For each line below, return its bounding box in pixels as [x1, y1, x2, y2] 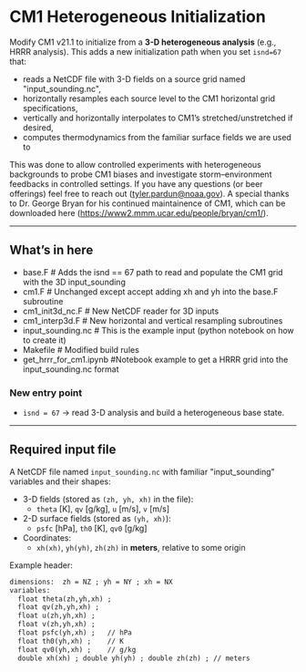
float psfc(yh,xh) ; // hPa [17, 628, 132, 637]
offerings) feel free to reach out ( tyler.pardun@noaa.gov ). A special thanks [9, 188, 290, 199]
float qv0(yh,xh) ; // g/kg [17, 645, 137, 654]
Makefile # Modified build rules [22, 344, 139, 355]
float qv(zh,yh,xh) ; [17, 603, 100, 612]
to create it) [22, 335, 66, 346]
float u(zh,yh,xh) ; [17, 611, 96, 621]
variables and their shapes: [9, 476, 111, 487]
